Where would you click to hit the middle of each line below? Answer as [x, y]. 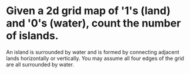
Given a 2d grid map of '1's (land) [88, 11]
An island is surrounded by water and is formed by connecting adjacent [93, 52]
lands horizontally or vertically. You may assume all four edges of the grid [95, 58]
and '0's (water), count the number [94, 23]
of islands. [32, 36]
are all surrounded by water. [40, 64]
